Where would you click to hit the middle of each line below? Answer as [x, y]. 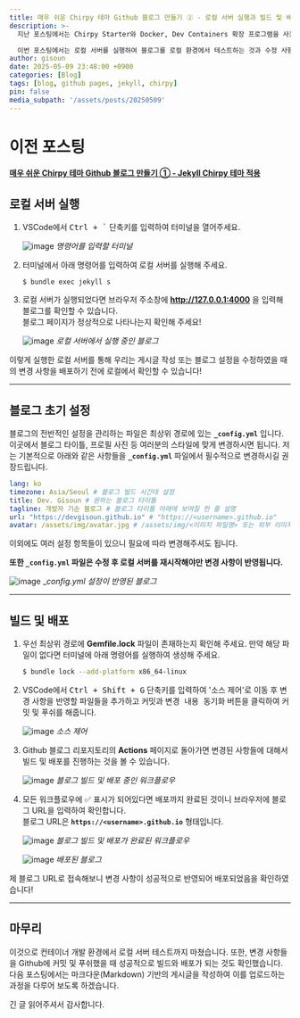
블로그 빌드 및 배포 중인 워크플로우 [116, 780]
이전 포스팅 [47, 147]
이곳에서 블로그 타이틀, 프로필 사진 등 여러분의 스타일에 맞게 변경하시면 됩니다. [145, 445]
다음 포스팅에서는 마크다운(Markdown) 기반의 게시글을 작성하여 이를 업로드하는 [147, 974]
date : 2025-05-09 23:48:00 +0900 [71, 67]
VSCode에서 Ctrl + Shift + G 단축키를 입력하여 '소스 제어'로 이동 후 [150, 690]
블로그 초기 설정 [50, 410]
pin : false [29, 91]
